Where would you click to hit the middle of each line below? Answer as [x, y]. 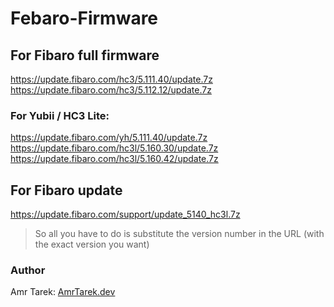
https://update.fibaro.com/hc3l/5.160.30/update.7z [114, 148]
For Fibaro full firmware [85, 55]
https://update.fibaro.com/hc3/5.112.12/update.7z [111, 90]
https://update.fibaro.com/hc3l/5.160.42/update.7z [114, 159]
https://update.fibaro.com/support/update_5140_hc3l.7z [125, 214]
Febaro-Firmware [84, 18]
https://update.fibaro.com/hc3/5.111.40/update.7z [111, 79]
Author [28, 270]
